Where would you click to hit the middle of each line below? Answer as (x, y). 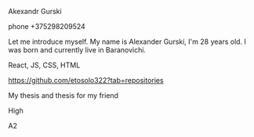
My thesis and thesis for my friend (63, 96)
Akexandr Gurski (35, 11)
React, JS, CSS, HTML (44, 65)
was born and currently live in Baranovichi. (77, 50)
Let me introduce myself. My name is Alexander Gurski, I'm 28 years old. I (127, 41)
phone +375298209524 (47, 26)
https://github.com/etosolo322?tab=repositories (86, 80)
